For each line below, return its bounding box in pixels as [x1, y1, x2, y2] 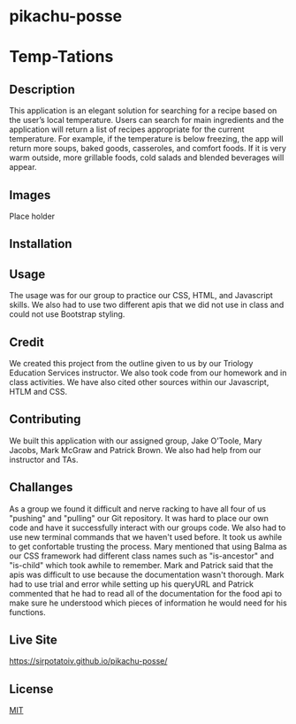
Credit [9, 335, 44, 350]
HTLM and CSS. [9, 387, 68, 397]
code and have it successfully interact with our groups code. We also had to [9, 522, 286, 533]
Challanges [9, 480, 73, 495]
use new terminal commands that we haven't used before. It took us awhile [9, 531, 283, 542]
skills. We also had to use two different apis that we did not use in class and [9, 299, 285, 311]
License [9, 682, 54, 697]
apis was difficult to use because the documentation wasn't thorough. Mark [9, 569, 285, 580]
